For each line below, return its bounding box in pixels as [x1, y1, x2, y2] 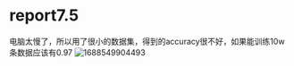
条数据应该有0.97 [9, 46, 73, 58]
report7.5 [9, 5, 79, 26]
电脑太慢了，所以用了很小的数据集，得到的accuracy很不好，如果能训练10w [9, 36, 285, 46]
